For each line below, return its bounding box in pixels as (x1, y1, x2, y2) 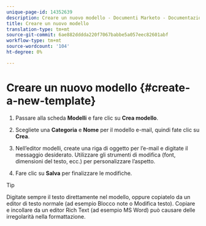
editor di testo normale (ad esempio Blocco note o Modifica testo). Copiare (6, 200, 196, 207)
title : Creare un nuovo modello (6, 20, 89, 26)
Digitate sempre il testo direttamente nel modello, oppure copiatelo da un (6, 193, 191, 200)
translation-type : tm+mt (6, 26, 70, 33)
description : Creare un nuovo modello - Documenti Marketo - (6, 15, 166, 21)
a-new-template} (6, 93, 96, 107)
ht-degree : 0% (6, 49, 43, 55)
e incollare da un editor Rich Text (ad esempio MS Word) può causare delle (6, 206, 196, 214)
